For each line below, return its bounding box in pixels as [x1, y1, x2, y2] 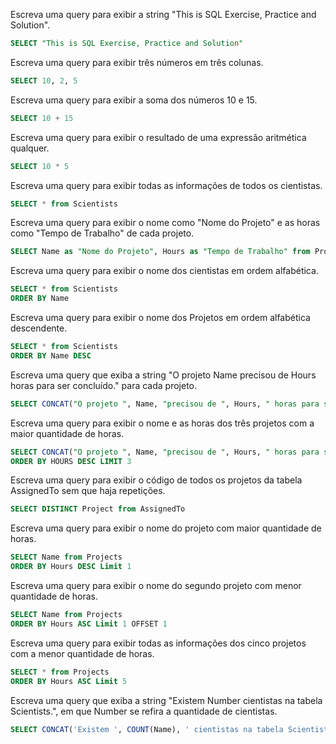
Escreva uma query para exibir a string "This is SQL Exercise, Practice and [10, 9, 317, 20]
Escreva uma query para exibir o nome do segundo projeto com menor [10, 580, 302, 591]
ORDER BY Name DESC [10, 350, 92, 361]
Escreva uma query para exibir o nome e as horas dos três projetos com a [10, 417, 315, 429]
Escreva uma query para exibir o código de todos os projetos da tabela [10, 474, 303, 486]
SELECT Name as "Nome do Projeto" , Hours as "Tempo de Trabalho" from [10, 247, 311, 257]
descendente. [10, 322, 68, 334]
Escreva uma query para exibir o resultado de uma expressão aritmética [10, 131, 307, 143]
